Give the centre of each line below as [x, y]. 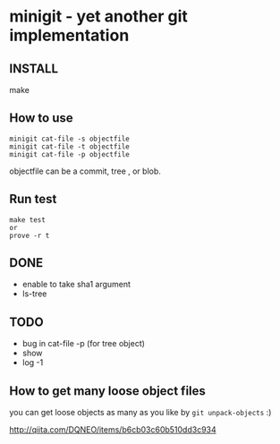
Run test [33, 199]
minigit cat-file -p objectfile [69, 154]
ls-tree [34, 294]
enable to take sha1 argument [76, 285]
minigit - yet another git [98, 17]
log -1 [33, 363]
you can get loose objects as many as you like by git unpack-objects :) [140, 413]
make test [28, 220]
